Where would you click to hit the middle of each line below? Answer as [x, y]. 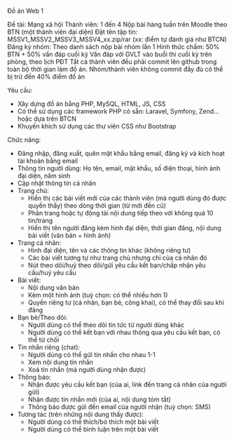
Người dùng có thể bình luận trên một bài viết [93, 429]
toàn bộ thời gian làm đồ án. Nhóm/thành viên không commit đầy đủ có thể [115, 69]
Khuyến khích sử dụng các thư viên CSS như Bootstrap [97, 126]
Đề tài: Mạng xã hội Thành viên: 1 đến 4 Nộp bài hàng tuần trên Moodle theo [117, 24]
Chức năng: [24, 140]
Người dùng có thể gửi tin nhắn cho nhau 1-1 [91, 355]
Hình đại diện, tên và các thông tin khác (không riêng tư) [109, 250]
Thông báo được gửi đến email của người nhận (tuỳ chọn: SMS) [119, 407]
